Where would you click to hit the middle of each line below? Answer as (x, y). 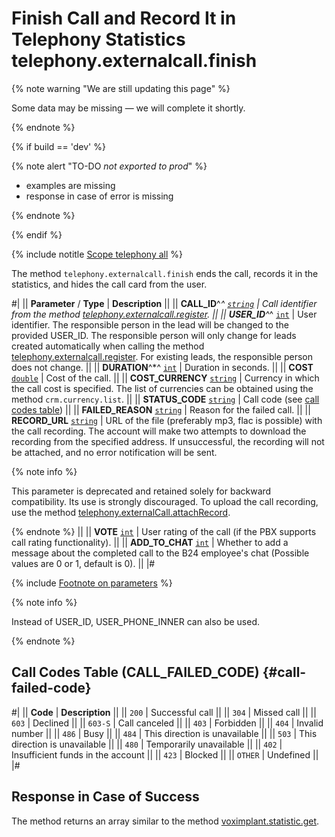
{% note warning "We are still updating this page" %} (121, 88)
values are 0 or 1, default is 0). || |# (83, 563)
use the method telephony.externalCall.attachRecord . (121, 512)
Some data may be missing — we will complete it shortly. (128, 108)
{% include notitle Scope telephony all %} (97, 254)
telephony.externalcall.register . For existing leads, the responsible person (162, 356)
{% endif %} (37, 234)
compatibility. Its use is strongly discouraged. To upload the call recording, (165, 501)
